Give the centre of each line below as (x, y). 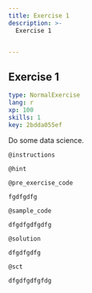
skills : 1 (25, 117)
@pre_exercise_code (41, 183)
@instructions (32, 155)
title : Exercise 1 (39, 16)
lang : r (21, 103)
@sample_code (30, 211)
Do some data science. (46, 140)
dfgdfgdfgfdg (30, 280)
